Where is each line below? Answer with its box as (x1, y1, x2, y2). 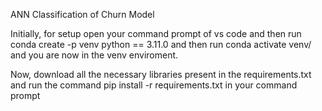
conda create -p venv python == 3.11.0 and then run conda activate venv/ (10, 39, 312, 50)
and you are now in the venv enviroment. (10, 49, 179, 61)
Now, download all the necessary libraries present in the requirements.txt (10, 69, 312, 80)
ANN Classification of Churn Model (10, 9, 155, 20)
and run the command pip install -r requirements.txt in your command (10, 79, 298, 91)
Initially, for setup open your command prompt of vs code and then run (10, 28, 302, 39)
